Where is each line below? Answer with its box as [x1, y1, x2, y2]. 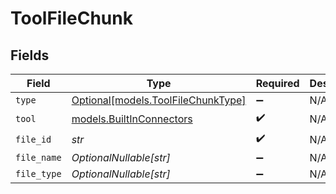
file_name [15, 152, 62, 163]
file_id [15, 133, 52, 145]
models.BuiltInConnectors [71, 112, 193, 126]
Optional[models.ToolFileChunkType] [71, 93, 247, 107]
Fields [10, 47, 50, 64]
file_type [15, 168, 62, 179]
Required [255, 77, 300, 90]
